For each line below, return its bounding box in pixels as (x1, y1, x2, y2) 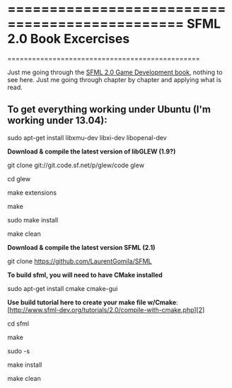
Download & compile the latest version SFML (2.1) (7, 243, 156, 251)
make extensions (7, 188, 57, 197)
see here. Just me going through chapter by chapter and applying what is (7, 75, 221, 84)
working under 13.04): (7, 115, 108, 127)
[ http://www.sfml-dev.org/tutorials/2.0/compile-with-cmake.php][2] (7, 305, 205, 314)
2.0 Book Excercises (7, 31, 130, 47)
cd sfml (7, 319, 30, 328)
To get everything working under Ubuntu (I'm (7, 103, 211, 115)
